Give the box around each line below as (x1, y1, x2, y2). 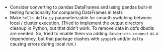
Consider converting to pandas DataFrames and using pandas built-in (9, 4, 153, 10)
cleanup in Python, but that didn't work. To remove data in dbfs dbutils (9, 25, 154, 31)
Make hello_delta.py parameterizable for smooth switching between (9, 15, 152, 20)
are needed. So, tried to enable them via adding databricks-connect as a (9, 31, 159, 36)
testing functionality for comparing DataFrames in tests (9, 9, 123, 15)
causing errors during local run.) (9, 41, 76, 47)
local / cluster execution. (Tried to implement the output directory (9, 20, 144, 26)
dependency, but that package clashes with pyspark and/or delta (9, 36, 144, 42)
